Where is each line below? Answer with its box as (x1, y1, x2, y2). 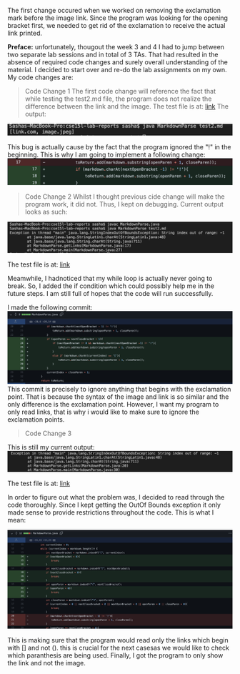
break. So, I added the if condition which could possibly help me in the (7, 282, 215, 290)
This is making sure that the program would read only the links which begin (7, 636, 229, 645)
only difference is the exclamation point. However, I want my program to (7, 400, 219, 408)
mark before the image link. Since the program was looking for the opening (7, 14, 229, 22)
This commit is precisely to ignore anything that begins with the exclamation (7, 385, 231, 393)
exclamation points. (7, 415, 65, 424)
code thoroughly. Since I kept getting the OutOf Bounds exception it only (7, 500, 221, 510)
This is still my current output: (7, 442, 95, 451)
